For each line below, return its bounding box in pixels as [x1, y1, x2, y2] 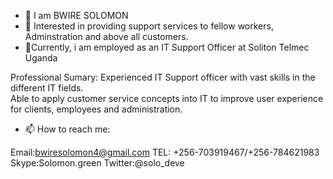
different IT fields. [10, 82, 84, 94]
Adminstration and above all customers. [24, 31, 189, 42]
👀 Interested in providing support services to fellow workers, [24, 20, 274, 32]
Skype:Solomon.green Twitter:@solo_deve [10, 157, 185, 169]
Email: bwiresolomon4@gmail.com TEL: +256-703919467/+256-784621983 [10, 146, 320, 158]
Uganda [24, 52, 58, 64]
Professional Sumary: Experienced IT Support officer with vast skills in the [10, 71, 316, 83]
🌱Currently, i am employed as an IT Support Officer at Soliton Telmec [24, 41, 310, 53]
